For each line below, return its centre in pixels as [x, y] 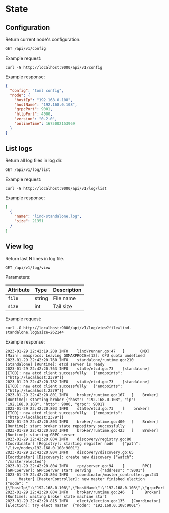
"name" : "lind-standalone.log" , [48, 217]
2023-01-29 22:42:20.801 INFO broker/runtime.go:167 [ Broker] [82, 395]
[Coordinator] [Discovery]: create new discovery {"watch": [70, 457]
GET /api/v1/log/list [28, 170]
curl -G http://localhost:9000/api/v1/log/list [56, 189]
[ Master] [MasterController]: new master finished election [75, 479]
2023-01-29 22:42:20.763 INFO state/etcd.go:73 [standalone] [77, 369]
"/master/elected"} [26, 461]
